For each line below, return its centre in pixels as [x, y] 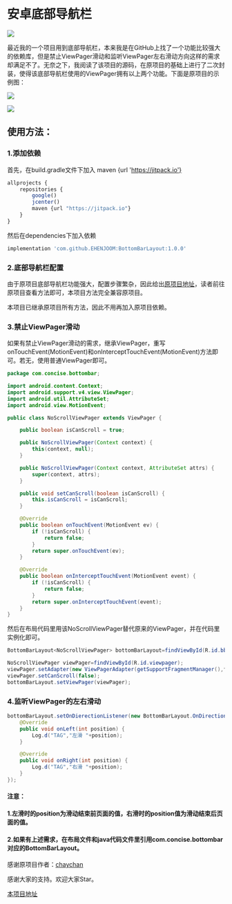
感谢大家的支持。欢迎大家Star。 [52, 879]
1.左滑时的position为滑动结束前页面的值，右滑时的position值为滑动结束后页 [115, 813]
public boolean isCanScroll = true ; [72, 430]
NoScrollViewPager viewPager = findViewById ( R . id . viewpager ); [96, 663]
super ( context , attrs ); [66, 474]
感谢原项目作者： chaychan [45, 865]
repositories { [41, 189]
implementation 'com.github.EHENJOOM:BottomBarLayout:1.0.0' [97, 248]
